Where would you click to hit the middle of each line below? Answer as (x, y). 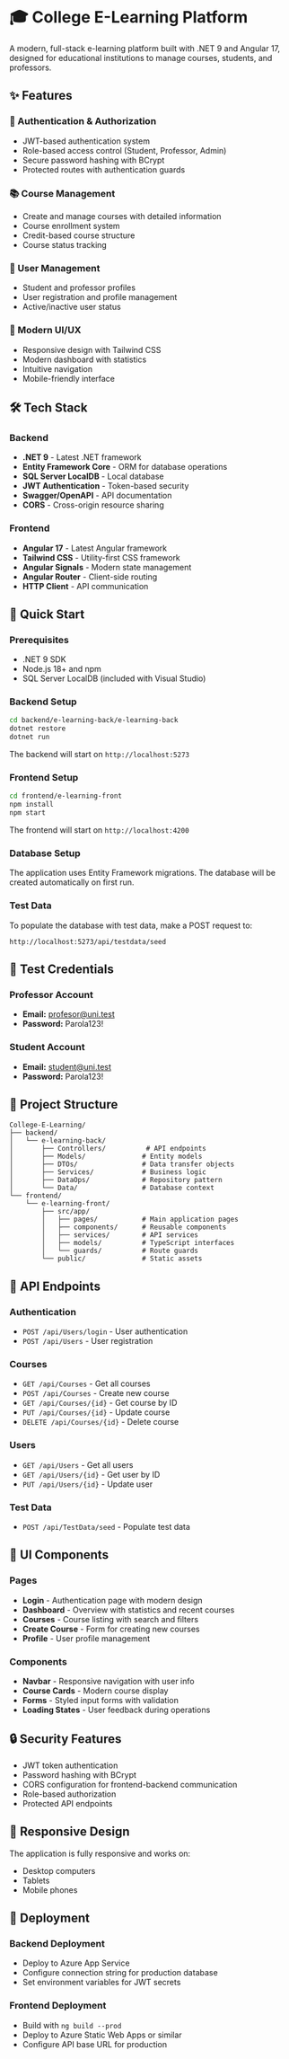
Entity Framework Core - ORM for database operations (125, 467)
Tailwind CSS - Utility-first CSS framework (101, 557)
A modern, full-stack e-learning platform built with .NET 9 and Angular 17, (145, 48)
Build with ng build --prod (72, 2025)
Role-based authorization (69, 1794)
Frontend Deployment (58, 2006)
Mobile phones (50, 1890)
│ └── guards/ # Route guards (120, 1251)
